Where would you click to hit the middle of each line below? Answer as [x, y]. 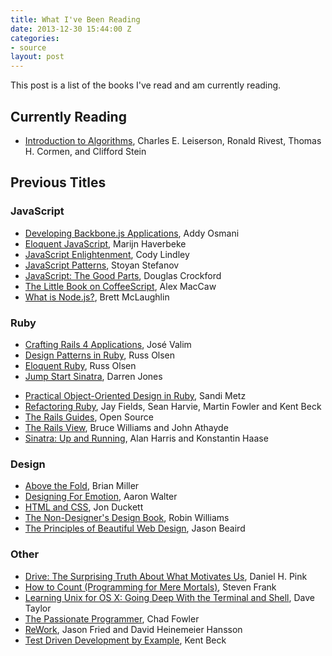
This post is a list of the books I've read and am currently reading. [146, 85]
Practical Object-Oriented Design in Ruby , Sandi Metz [135, 395]
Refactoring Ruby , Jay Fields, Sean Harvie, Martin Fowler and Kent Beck [173, 406]
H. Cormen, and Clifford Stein [85, 151]
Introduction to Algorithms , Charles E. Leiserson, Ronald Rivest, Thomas [173, 140]
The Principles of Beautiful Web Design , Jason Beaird [135, 528]
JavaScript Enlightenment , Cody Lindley [107, 254]
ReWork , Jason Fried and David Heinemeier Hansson [133, 629]
